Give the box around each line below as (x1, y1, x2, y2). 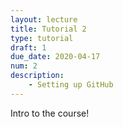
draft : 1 (10, 42, 47, 53)
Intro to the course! (10, 107, 90, 119)
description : (10, 71, 65, 81)
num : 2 (10, 61, 38, 71)
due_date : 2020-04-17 (10, 52, 101, 62)
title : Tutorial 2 (10, 24, 87, 34)
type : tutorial (10, 33, 74, 43)
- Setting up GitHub (28, 80, 114, 90)
